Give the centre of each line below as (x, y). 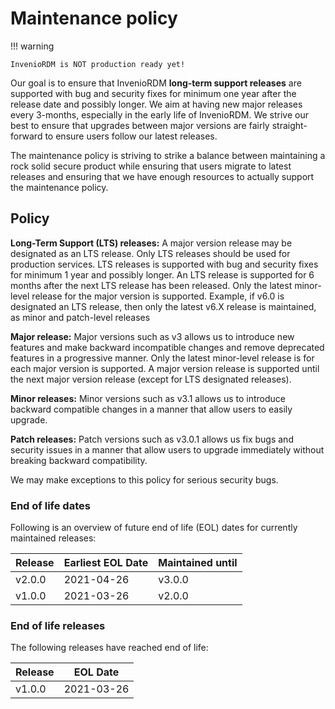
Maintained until (198, 563)
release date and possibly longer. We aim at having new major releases (156, 104)
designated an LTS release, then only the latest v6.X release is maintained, (163, 306)
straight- (289, 125)
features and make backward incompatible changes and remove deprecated (167, 347)
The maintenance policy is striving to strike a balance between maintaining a (168, 155)
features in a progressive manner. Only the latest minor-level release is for (162, 358)
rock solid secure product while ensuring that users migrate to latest (151, 166)
